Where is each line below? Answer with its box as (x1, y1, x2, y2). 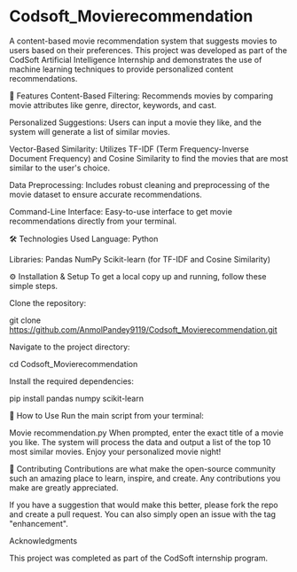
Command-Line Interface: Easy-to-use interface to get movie (9, 206, 233, 216)
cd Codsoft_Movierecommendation (9, 358, 138, 369)
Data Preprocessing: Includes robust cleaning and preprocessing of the (9, 179, 270, 190)
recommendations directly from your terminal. (9, 215, 177, 226)
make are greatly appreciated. (9, 482, 119, 493)
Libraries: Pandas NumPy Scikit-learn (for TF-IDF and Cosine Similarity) (9, 254, 271, 264)
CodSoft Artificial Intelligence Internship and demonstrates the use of (9, 54, 262, 65)
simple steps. (9, 280, 59, 291)
